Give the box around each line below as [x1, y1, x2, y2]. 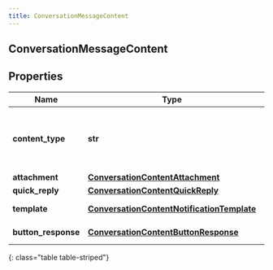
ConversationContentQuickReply [88, 185, 219, 196]
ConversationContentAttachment [88, 172, 220, 183]
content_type [12, 133, 66, 144]
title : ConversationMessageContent [8, 11, 129, 20]
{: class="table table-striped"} [8, 252, 110, 262]
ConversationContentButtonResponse [88, 226, 239, 237]
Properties [8, 70, 63, 84]
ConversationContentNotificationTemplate [88, 202, 257, 214]
